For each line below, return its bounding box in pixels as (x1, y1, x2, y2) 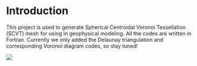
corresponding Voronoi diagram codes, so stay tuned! (6, 42, 138, 49)
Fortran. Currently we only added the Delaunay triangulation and (6, 36, 164, 43)
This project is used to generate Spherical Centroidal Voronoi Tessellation (6, 24, 186, 31)
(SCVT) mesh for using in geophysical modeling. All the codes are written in (6, 29, 192, 37)
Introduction (6, 4, 69, 18)
